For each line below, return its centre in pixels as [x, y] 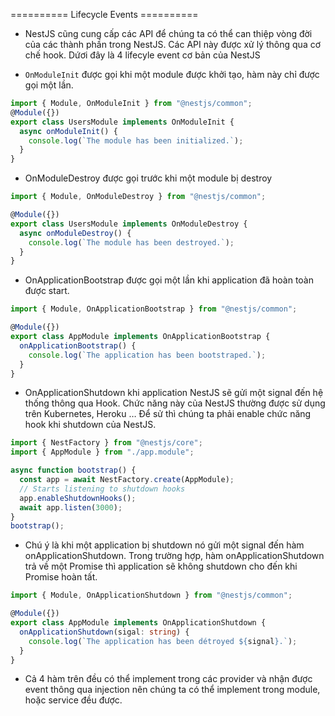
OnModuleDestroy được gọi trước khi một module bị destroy [148, 178]
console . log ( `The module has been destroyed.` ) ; [131, 242]
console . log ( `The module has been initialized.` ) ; [136, 140]
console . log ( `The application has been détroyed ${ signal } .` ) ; [163, 641]
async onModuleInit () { [68, 131]
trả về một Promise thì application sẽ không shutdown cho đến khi [161, 566]
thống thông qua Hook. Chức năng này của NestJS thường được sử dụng [175, 403]
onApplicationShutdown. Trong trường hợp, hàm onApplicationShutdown [174, 556]
